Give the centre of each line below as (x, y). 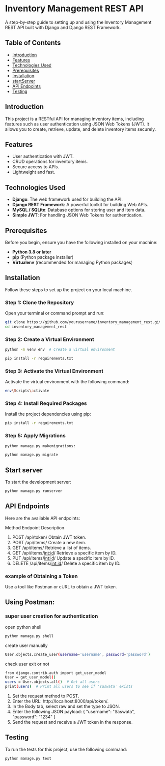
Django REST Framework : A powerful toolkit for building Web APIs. (80, 205)
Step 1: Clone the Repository (40, 302)
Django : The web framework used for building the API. (67, 199)
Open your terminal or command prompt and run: (55, 313)
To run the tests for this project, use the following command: (66, 749)
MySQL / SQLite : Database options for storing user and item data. (79, 210)
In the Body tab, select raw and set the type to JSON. (66, 706)
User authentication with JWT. (43, 156)
